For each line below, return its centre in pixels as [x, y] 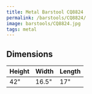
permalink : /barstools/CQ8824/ [46, 18]
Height [19, 71]
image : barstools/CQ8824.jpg [44, 23]
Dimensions [30, 54]
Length [70, 71]
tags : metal [21, 29]
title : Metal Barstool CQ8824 [45, 12]
